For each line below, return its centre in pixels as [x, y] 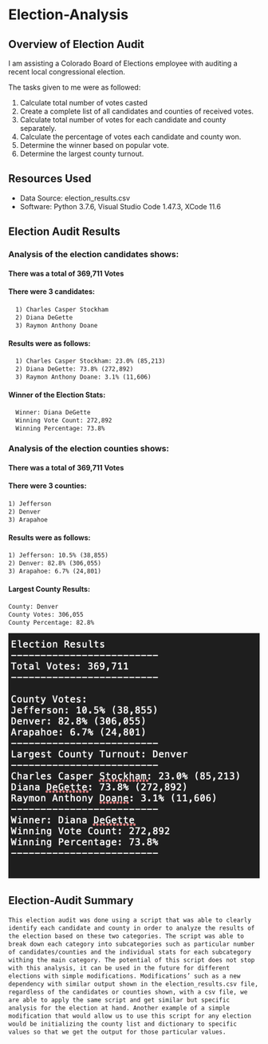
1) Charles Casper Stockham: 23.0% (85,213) [91, 361]
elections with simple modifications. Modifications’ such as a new [124, 976]
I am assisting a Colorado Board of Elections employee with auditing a [123, 63]
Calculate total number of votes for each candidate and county [123, 120]
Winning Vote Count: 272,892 [64, 421]
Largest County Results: [49, 589]
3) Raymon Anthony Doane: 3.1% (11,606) [83, 377]
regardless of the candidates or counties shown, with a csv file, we [128, 992]
